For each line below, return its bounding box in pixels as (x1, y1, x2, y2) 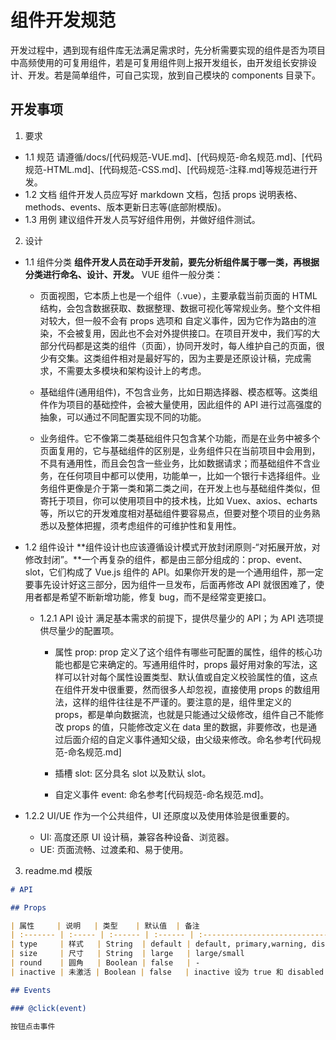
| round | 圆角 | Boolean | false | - (10, 958, 201, 968)
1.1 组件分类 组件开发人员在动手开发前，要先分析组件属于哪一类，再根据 (24, 256, 320, 268)
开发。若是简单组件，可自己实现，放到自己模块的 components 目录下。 (27, 69, 322, 81)
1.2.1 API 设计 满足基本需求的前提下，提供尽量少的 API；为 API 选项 (39, 612, 316, 624)
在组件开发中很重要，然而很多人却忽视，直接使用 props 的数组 (54, 683, 312, 695)
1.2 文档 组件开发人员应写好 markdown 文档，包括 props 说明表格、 (24, 188, 303, 200)
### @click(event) (10, 1003, 87, 1013)
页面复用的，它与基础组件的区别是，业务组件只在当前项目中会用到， (39, 444, 321, 456)
